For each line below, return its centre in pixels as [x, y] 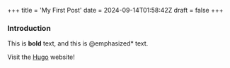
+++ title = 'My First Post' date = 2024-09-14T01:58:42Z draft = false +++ [115, 10]
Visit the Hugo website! [41, 57]
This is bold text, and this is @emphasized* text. [78, 43]
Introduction [29, 28]
